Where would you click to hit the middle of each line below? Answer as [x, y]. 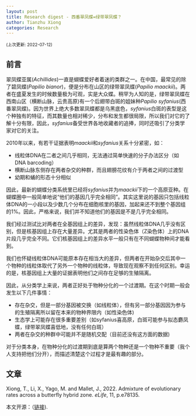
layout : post [22, 11]
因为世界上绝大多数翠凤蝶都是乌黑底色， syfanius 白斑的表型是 [108, 109]
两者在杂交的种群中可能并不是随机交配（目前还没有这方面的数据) [92, 334]
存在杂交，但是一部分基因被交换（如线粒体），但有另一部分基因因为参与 [100, 305]
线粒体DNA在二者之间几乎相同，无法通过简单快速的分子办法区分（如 [97, 155]
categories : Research [32, 28]
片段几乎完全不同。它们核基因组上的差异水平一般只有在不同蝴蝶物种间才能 [95, 239]
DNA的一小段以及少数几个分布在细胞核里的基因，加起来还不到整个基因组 [98, 204]
